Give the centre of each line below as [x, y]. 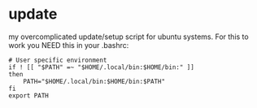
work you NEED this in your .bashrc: [69, 45]
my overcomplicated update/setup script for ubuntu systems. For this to [129, 37]
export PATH [28, 95]
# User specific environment [58, 60]
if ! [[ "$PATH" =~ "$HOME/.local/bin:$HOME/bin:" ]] [102, 67]
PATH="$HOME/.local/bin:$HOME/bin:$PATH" [94, 81]
